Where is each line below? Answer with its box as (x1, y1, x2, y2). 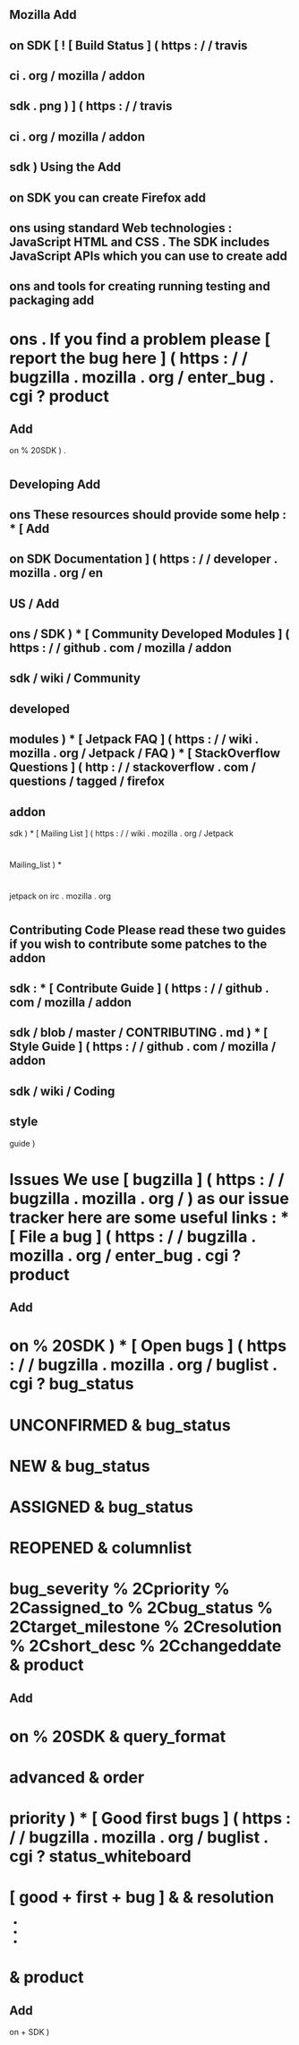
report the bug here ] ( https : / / (9, 348, 248, 368)
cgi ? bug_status (9, 1374, 134, 1395)
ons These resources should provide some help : (9, 507, 286, 522)
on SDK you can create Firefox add (9, 190, 206, 205)
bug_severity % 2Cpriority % (9, 1579, 230, 1599)
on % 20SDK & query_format (9, 1726, 226, 1747)
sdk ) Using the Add (9, 159, 122, 175)
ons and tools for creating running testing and (9, 279, 270, 294)
